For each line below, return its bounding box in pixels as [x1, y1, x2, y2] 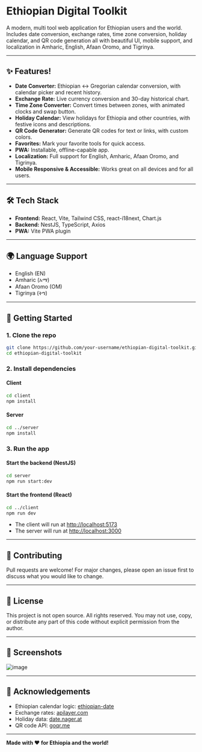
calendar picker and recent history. [14, 88, 102, 96]
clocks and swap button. [14, 108, 76, 115]
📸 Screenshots [6, 647, 63, 658]
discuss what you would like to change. [6, 573, 104, 580]
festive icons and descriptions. [14, 120, 91, 127]
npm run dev [6, 510, 36, 516]
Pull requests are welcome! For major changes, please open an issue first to [6, 566, 194, 573]
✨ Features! [6, 66, 52, 76]
